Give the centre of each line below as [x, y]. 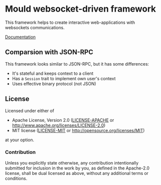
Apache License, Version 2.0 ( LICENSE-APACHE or [63, 120]
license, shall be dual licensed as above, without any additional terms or [77, 173]
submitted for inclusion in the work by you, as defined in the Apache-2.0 [77, 168]
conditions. [16, 178]
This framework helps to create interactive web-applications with [70, 22]
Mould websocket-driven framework [80, 9]
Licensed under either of [30, 111]
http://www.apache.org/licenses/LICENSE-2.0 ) [59, 125]
